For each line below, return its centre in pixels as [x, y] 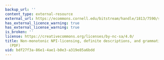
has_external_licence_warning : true [42, 23]
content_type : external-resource [39, 14]
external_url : [20, 18]
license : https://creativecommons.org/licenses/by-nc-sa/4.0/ [70, 37]
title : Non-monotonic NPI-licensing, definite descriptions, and [73, 41]
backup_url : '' [20, 9]
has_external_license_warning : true [42, 28]
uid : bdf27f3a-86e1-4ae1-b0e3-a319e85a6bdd [50, 50]
